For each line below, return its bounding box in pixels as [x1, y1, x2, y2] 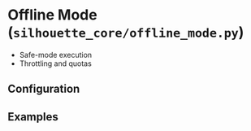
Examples [7, 110, 58, 124]
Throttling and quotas [19, 59, 93, 68]
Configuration [7, 82, 80, 96]
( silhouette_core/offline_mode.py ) [7, 23, 245, 41]
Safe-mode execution [19, 50, 93, 59]
